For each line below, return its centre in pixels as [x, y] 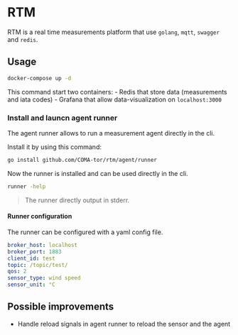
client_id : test [31, 258]
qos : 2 [17, 271]
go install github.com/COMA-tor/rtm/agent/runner [82, 160]
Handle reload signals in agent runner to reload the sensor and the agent [124, 324]
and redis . [23, 39]
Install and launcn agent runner [63, 118]
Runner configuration [40, 216]
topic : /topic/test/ [38, 265]
